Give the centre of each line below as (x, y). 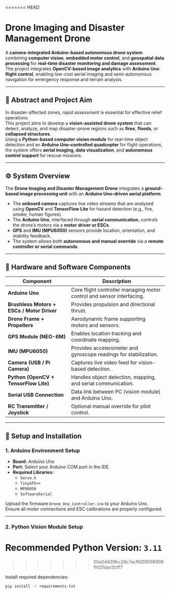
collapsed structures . (28, 134)
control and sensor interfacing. (108, 296)
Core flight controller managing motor (116, 290)
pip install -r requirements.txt (40, 586)
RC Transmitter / (28, 406)
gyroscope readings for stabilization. (115, 354)
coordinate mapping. (96, 340)
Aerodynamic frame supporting (108, 319)
